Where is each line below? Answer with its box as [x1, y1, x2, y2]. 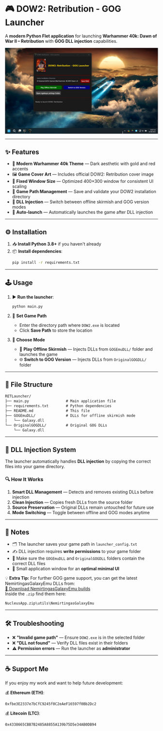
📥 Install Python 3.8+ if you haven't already [12, 241, 101, 247]
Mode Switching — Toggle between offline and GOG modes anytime [12, 509, 150, 515]
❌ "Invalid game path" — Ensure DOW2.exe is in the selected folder [12, 634, 146, 640]
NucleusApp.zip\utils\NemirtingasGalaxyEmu [5, 601, 95, 606]
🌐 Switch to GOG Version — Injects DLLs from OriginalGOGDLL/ [19, 357, 147, 362]
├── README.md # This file [5, 408, 90, 413]
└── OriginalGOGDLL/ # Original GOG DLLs [5, 423, 108, 428]
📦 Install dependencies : [12, 248, 63, 254]
